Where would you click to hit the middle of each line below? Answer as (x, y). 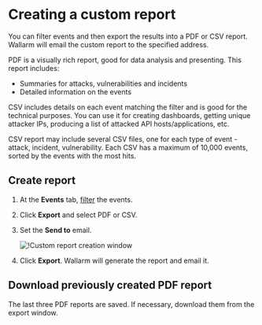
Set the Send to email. (55, 230)
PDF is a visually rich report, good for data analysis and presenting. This (125, 60)
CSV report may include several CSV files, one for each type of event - (123, 138)
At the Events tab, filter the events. (76, 199)
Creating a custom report (92, 15)
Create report (42, 181)
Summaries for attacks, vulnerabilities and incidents (103, 83)
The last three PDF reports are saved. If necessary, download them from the (131, 304)
